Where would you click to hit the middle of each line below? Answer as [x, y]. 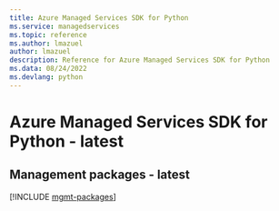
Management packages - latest [100, 175]
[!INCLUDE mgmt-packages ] [63, 196]
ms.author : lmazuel [46, 43]
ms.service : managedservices [65, 26]
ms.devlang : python [46, 77]
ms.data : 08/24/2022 [49, 69]
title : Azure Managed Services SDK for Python [99, 18]
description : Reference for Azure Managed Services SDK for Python [140, 60]
